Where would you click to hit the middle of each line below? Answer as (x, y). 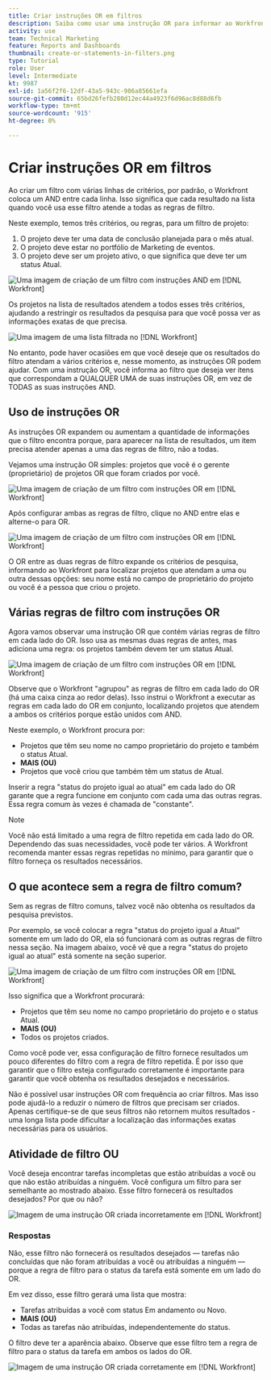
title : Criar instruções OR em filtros (75, 16)
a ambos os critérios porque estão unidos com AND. (95, 714)
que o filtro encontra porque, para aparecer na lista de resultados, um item (132, 440)
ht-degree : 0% (32, 121)
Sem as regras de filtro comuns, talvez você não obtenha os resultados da (132, 906)
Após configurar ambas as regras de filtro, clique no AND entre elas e (124, 512)
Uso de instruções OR (64, 412)
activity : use (32, 31)
